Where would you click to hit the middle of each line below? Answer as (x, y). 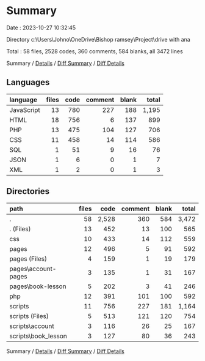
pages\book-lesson (38, 286)
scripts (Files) (29, 316)
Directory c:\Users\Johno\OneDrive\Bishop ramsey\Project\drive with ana (98, 39)
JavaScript (25, 110)
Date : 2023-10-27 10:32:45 (41, 28)
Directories (28, 191)
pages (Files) (28, 259)
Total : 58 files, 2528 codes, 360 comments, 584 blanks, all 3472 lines (95, 51)
